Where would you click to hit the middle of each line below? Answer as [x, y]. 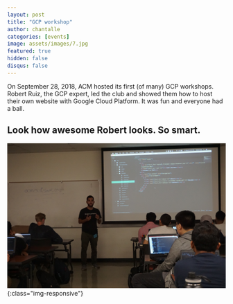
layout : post [26, 15]
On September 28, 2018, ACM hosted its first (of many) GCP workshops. [110, 86]
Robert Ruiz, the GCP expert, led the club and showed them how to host [110, 93]
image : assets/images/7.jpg [48, 44]
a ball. [16, 108]
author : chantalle [34, 29]
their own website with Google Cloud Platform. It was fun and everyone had [115, 101]
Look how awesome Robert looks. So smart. [104, 131]
